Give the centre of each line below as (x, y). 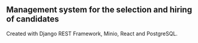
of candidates (33, 19)
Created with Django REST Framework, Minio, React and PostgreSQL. (92, 33)
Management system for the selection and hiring (99, 10)
